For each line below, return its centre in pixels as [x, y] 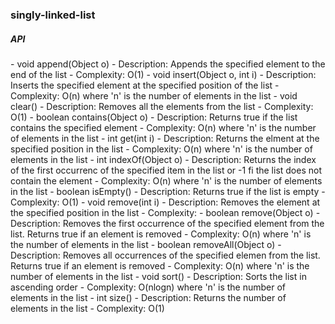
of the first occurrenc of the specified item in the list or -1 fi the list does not [166, 170]
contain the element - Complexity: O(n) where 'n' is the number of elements [166, 180]
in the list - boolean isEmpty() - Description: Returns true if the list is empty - [168, 191]
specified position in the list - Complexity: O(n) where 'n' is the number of [161, 149]
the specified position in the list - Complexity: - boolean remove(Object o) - [165, 212]
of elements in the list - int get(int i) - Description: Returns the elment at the [165, 138]
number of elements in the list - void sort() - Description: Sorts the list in [158, 276]
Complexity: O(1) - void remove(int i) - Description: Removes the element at [165, 202]
